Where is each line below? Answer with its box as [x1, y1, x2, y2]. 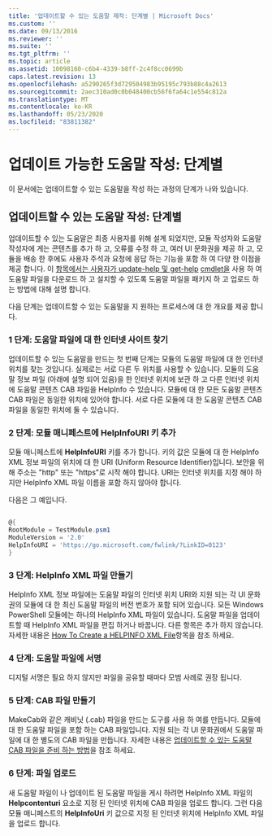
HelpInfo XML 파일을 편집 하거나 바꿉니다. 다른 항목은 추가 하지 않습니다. [32, 619, 264, 629]
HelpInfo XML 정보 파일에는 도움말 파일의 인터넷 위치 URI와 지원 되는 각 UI [8, 589, 246, 599]
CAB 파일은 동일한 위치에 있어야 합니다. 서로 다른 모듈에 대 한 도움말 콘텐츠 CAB [8, 394, 262, 404]
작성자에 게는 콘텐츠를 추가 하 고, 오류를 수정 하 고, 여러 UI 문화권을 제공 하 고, [8, 243, 255, 253]
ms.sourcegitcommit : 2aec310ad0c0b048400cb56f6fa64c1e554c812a [8, 87, 227, 96]
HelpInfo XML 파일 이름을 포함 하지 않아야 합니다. [23, 478, 182, 488]
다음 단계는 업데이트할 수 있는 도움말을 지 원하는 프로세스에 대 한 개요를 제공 [8, 301, 249, 311]
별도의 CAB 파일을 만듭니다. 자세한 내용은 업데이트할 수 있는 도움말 [40, 735, 253, 745]
